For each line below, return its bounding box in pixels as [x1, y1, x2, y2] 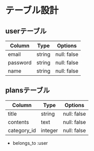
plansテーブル [5, 86, 50, 95]
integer [40, 126, 58, 134]
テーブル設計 [5, 5, 59, 16]
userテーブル [5, 27, 47, 35]
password [8, 59, 32, 66]
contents [8, 118, 29, 125]
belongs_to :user [12, 140, 48, 146]
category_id [8, 126, 36, 134]
